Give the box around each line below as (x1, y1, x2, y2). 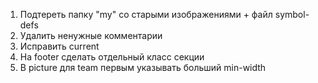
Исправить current (19, 40, 100, 52)
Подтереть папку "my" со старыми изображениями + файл (19, 9, 273, 20)
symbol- (274, 9, 310, 20)
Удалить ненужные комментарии (19, 30, 163, 41)
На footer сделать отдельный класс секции (19, 51, 205, 63)
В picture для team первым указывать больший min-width (19, 62, 267, 73)
